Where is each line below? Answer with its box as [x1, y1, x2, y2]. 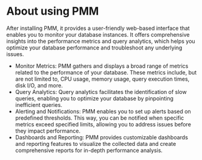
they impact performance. [15, 127, 81, 134]
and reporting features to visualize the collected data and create [15, 140, 176, 147]
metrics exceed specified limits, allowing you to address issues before [15, 120, 192, 128]
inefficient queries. [15, 101, 63, 108]
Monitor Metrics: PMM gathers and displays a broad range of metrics [15, 62, 189, 70]
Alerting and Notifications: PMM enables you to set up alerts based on [15, 107, 192, 115]
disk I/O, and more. [15, 81, 63, 89]
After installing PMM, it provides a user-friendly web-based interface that [6, 24, 190, 32]
